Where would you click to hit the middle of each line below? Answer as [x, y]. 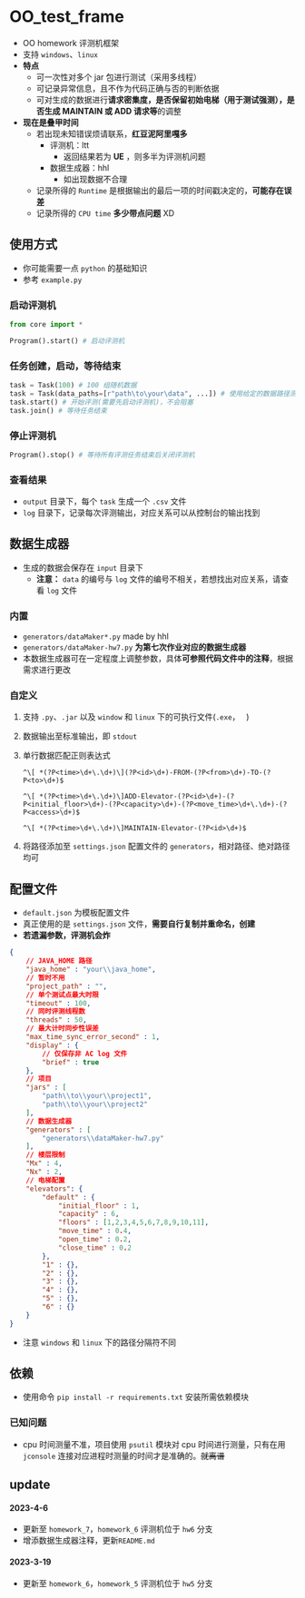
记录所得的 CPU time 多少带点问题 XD [105, 213]
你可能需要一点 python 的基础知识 [85, 268]
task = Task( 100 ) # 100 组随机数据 [74, 386]
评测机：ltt [69, 145]
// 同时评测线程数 [56, 1012]
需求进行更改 [46, 670]
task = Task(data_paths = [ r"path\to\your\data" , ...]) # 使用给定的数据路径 [150, 393]
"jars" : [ [46, 1088]
